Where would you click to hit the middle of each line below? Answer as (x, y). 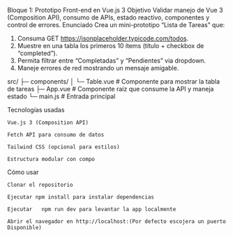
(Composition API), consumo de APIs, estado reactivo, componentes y (108, 17)
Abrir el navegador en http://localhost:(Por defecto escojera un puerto (117, 222)
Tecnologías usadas (36, 110)
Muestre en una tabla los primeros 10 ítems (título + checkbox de (111, 46)
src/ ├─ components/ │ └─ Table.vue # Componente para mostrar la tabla (114, 82)
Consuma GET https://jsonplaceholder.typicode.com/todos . (103, 38)
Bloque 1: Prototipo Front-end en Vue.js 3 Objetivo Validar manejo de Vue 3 (115, 10)
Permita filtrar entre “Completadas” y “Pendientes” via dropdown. (112, 61)
